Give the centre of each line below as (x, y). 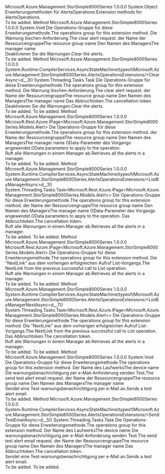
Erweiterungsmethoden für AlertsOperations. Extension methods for (74, 12)
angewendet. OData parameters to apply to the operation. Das (67, 216)
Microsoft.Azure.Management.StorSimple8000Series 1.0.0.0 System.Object (82, 7)
